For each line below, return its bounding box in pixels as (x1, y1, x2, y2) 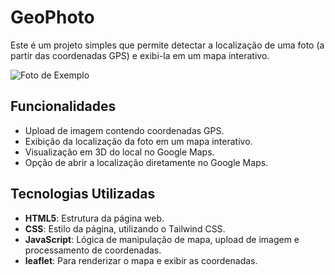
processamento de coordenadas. (24, 244, 162, 256)
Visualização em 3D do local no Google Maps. (24, 146, 215, 158)
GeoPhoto (10, 6, 95, 29)
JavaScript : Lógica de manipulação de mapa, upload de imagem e (24, 233, 300, 245)
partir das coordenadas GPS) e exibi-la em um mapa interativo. (10, 49, 270, 61)
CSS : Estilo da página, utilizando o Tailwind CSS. (24, 222, 226, 235)
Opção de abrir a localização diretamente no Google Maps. (24, 156, 269, 168)
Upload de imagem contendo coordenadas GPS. (24, 124, 225, 136)
